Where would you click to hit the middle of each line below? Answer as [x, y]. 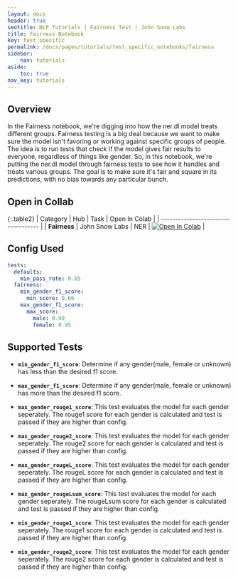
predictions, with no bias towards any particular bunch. [88, 180]
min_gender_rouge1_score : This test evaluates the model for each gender [123, 523]
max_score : [42, 311]
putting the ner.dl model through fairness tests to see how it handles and [114, 164]
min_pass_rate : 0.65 [50, 279]
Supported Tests [45, 347]
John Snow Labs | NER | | [142, 226]
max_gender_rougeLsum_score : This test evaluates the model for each [117, 494]
